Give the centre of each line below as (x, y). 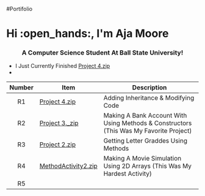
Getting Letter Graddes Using (146, 141)
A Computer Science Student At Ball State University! (103, 53)
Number (21, 88)
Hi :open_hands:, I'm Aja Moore (88, 34)
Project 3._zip (59, 123)
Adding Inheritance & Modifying (149, 98)
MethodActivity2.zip (68, 166)
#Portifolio (19, 9)
